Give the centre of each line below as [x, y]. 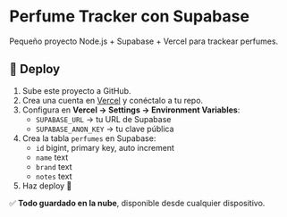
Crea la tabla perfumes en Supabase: [89, 138]
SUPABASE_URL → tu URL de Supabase [103, 119]
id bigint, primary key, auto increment [105, 147]
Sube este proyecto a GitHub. [76, 90]
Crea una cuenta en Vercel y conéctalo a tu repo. [113, 100]
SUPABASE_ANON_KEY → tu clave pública [105, 129]
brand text [54, 166]
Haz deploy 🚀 [47, 186]
